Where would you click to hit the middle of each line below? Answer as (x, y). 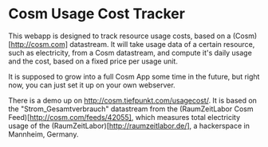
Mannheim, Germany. (43, 134)
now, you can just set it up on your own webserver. (92, 85)
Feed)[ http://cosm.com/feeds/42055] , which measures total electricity (124, 117)
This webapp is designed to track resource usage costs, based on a (120, 36)
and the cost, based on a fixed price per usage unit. (93, 61)
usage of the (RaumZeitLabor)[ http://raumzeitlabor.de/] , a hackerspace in (129, 126)
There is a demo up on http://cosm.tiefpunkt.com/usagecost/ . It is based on (133, 100)
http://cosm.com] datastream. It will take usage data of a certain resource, (133, 44)
